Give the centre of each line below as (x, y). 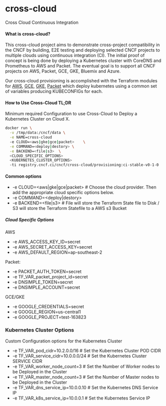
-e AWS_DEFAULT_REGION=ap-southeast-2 (57, 252)
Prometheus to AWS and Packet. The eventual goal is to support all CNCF (80, 66)
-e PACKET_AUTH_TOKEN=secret (47, 271)
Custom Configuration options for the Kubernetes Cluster (64, 341)
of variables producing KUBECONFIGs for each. (54, 91)
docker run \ (19, 128)
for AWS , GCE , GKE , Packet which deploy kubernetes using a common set (81, 86)
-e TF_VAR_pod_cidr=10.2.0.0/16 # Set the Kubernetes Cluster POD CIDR (86, 350)
